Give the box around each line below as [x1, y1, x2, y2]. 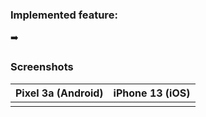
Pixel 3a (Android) [15, 86, 104, 100]
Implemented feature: [10, 8, 118, 22]
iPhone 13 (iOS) [113, 86, 191, 100]
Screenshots [10, 60, 74, 74]
